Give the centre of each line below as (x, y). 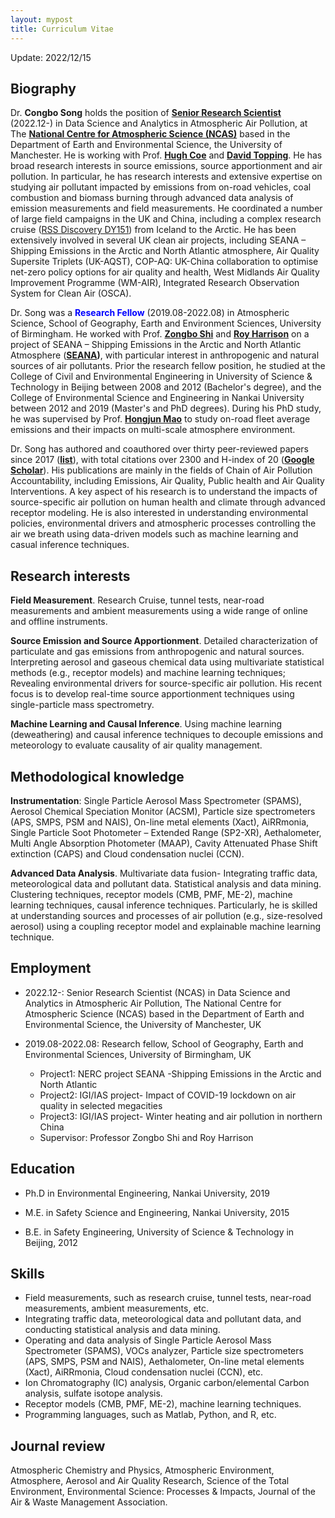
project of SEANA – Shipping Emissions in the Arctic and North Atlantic (156, 345)
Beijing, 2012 (51, 1242)
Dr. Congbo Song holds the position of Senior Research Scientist (146, 113)
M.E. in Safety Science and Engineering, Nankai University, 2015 (157, 1212)
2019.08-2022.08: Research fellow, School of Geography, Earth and (164, 1043)
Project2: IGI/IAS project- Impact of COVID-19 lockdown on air (168, 1095)
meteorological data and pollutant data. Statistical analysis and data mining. (166, 883)
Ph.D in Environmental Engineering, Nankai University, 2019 (147, 1193)
